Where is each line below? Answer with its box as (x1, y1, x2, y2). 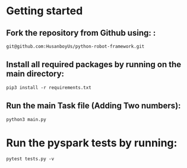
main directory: (6, 69, 64, 79)
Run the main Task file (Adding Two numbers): (6, 101, 181, 111)
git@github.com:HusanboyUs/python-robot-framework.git (6, 43, 145, 49)
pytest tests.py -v (6, 156, 55, 161)
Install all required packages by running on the (6, 59, 182, 69)
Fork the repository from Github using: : (6, 28, 156, 38)
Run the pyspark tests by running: (6, 136, 178, 150)
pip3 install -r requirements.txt (6, 84, 92, 90)
